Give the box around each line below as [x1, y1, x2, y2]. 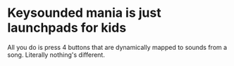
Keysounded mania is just [7, 5, 161, 21]
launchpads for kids [7, 20, 127, 36]
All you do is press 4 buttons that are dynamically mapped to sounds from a [7, 43, 228, 51]
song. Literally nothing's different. [7, 51, 106, 59]
